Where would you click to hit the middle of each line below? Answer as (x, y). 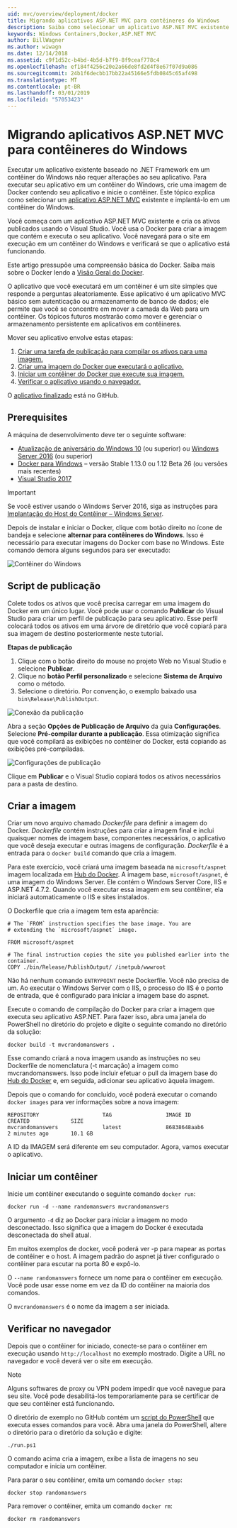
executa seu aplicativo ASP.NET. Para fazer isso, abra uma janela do (107, 1017)
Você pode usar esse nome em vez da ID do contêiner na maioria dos (109, 1285)
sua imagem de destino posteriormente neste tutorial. (86, 633)
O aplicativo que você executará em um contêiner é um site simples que (112, 286)
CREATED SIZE (45, 1121)
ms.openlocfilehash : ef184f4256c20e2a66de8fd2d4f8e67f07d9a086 (103, 67)
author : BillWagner (36, 40)
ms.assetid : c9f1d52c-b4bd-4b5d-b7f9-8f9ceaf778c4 (83, 60)
